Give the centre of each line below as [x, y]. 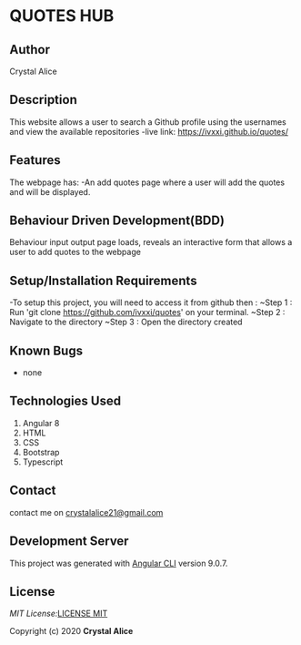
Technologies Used [65, 401]
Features [35, 160]
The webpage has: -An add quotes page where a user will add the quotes [147, 182]
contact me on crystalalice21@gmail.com [86, 512]
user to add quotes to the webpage [75, 252]
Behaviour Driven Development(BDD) [117, 221]
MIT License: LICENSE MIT [59, 614]
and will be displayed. [50, 191]
